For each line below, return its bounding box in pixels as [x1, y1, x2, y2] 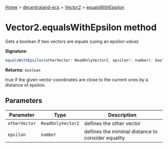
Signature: [5, 48, 27, 54]
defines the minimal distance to [84, 128, 158, 135]
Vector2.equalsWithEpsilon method [5, 22, 157, 33]
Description [108, 111, 136, 118]
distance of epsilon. [5, 82, 46, 88]
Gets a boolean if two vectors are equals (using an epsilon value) [5, 38, 139, 44]
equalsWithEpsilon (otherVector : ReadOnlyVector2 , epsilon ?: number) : [5, 58, 153, 63]
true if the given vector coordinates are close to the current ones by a [5, 76, 148, 82]
